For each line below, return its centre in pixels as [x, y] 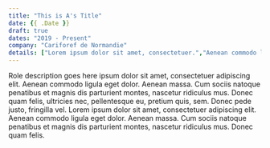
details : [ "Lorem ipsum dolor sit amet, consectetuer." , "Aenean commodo [133, 53]
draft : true [28, 30]
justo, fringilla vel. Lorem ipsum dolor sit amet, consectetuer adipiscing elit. [133, 110]
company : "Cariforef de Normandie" [68, 46]
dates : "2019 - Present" [50, 38]
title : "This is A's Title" [55, 16]
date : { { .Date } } [39, 23]
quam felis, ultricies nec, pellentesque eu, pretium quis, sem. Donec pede [130, 101]
